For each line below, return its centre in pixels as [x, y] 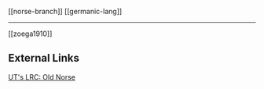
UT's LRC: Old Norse [42, 77]
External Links [44, 58]
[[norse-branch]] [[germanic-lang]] [65, 11]
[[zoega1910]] [30, 34]
